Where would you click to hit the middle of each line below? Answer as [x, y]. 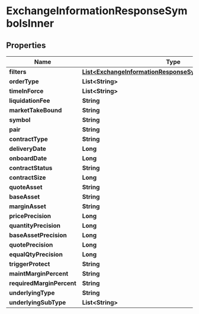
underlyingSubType [38, 302]
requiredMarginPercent [43, 283]
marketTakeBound [36, 110]
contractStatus [31, 168]
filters [18, 72]
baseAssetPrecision [38, 235]
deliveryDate [28, 149]
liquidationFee [30, 101]
